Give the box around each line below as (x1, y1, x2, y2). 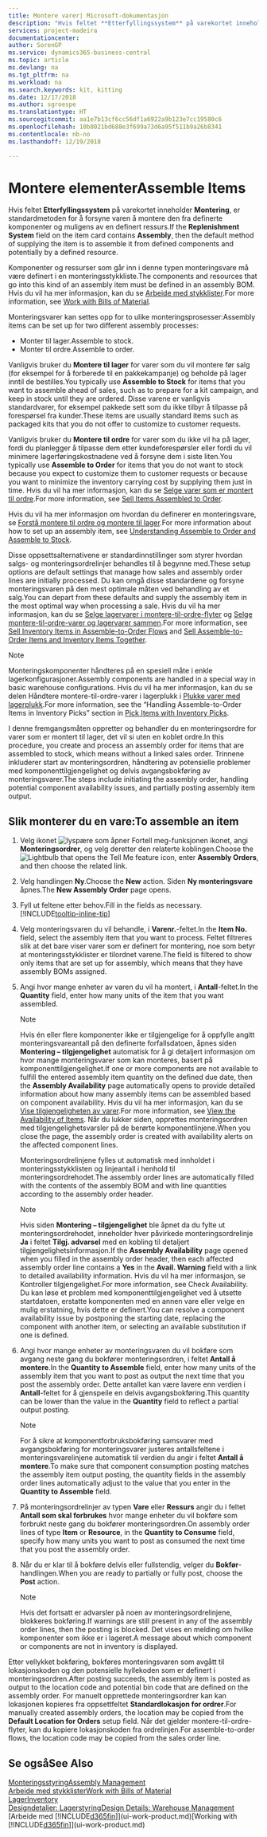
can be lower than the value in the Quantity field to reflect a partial (19, 1396, 238, 1407)
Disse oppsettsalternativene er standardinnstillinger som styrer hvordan (8, 551, 243, 560)
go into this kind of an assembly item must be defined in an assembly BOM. (8, 280, 255, 289)
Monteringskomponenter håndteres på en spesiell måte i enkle (8, 666, 213, 676)
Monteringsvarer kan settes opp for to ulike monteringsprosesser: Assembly (8, 312, 256, 322)
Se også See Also (8, 1757, 94, 1770)
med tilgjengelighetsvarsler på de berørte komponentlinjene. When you (19, 1123, 251, 1132)
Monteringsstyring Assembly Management (8, 1778, 146, 1788)
